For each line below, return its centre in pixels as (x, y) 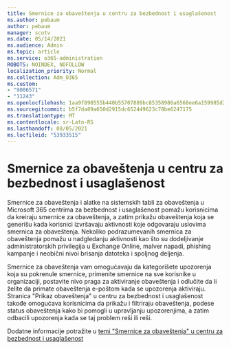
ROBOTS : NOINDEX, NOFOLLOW (46, 65)
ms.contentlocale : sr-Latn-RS (51, 122)
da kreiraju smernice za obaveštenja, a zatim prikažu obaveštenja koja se (111, 217)
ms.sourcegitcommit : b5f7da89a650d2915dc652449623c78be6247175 (100, 109)
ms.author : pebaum (33, 20)
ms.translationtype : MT (41, 115)
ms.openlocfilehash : (37, 103)
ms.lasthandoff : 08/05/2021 (47, 128)
